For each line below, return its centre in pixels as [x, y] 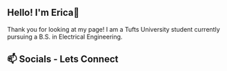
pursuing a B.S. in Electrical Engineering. [65, 37]
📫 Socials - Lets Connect [63, 59]
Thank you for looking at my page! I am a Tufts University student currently [114, 29]
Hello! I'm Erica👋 [43, 13]
